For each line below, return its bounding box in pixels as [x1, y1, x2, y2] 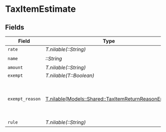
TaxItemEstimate [5, 3, 76, 15]
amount [7, 65, 23, 70]
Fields [5, 23, 25, 32]
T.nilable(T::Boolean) [45, 72, 95, 79]
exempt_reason [7, 96, 41, 101]
